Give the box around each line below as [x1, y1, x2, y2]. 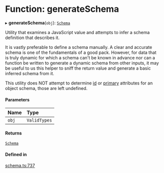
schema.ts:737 [5, 162, 36, 169]
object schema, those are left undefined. [5, 85, 88, 91]
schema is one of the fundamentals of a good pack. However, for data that [5, 49, 157, 55]
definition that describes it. [5, 35, 60, 41]
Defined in [5, 151, 27, 157]
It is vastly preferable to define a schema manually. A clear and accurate [5, 44, 152, 50]
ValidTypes [26, 118, 52, 123]
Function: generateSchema [5, 3, 120, 15]
